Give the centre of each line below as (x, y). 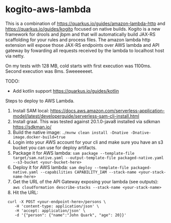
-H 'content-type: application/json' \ (57, 206)
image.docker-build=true (39, 137)
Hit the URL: (25, 192)
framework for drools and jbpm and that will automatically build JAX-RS (80, 34)
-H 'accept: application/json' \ (50, 211)
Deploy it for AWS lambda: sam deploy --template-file (71, 167)
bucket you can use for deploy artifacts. (55, 147)
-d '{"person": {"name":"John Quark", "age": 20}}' (70, 215)
